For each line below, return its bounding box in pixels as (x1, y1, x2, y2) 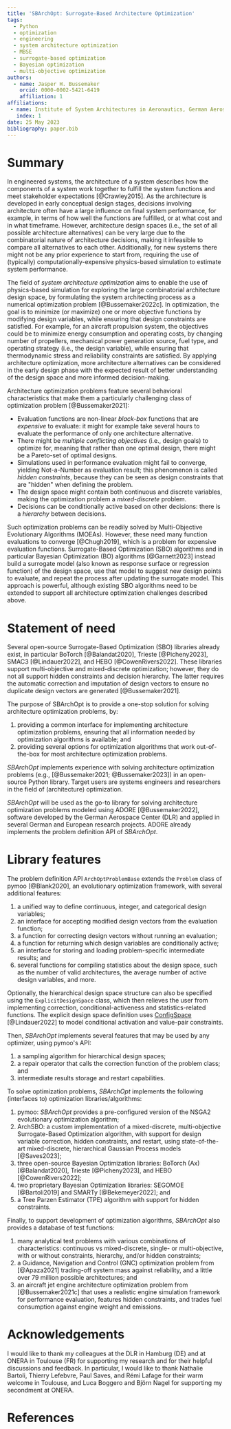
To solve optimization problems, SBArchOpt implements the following (7, 1087, 203, 1095)
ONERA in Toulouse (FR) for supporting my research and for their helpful (7, 1357, 213, 1365)
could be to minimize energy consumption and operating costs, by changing (7, 329, 223, 338)
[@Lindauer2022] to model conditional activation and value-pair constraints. (7, 1018, 223, 1027)
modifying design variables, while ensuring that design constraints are (7, 315, 206, 323)
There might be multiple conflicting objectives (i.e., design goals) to (16, 437, 208, 445)
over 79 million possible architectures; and (16, 1274, 137, 1282)
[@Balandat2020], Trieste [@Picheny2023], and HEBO (16, 1166, 173, 1175)
